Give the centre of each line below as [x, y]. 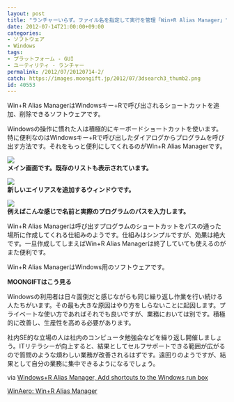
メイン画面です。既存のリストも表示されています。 [80, 168]
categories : [24, 33]
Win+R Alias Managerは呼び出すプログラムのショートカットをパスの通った [114, 226]
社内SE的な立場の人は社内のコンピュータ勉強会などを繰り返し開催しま [109, 337]
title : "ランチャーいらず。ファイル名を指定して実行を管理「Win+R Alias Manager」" [118, 20]
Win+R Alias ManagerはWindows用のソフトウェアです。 [88, 267]
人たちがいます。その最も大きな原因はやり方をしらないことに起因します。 [114, 305]
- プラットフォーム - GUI [41, 59]
